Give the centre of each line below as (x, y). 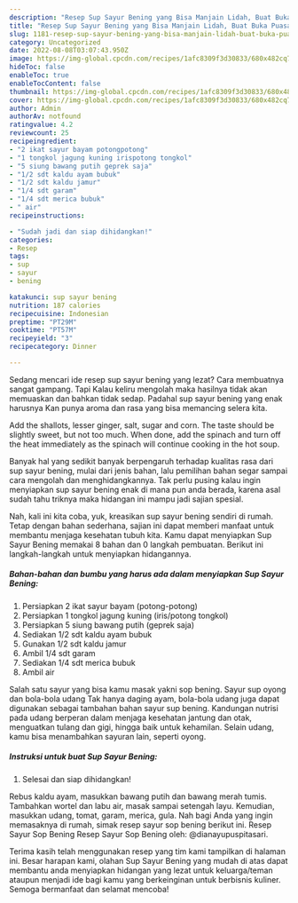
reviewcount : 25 (39, 133)
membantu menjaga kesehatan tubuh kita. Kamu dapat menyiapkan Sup (141, 535)
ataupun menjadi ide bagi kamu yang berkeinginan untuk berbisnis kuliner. (145, 879)
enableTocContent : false (55, 83)
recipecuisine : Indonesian (59, 313)
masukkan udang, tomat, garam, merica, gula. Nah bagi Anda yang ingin (141, 815)
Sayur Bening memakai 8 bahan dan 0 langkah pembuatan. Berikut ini (137, 544)
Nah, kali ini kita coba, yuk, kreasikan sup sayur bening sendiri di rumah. (141, 516)
